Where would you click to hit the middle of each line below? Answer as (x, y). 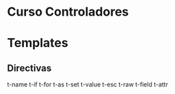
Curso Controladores (68, 12)
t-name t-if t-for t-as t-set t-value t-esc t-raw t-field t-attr (88, 84)
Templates (38, 43)
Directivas (29, 68)
